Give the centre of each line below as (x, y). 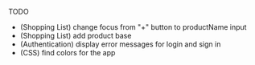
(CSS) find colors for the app (68, 53)
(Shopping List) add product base (76, 36)
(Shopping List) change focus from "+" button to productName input (133, 27)
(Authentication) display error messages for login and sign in (120, 44)
